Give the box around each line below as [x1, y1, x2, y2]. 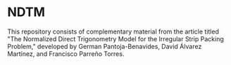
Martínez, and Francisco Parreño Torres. [7, 50, 125, 58]
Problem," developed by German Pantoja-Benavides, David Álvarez [7, 42, 202, 50]
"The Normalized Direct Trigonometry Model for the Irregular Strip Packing [7, 34, 224, 43]
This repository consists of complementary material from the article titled [7, 27, 220, 36]
